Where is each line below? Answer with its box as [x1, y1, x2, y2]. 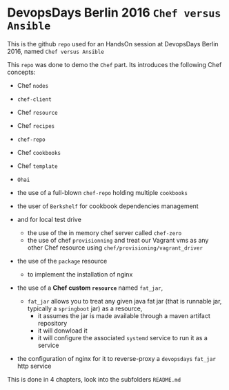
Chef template [17, 161, 58, 170]
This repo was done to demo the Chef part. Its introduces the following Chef [7, 60, 222, 68]
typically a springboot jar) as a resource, [27, 304, 143, 313]
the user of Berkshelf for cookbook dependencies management [17, 202, 199, 210]
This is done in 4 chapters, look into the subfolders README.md [7, 375, 181, 383]
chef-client [17, 95, 52, 103]
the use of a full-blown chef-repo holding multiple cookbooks [17, 188, 188, 196]
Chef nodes [17, 81, 49, 89]
